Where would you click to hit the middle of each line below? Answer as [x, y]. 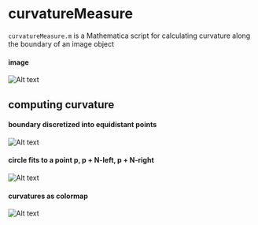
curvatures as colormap [48, 196]
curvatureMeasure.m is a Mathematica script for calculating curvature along [129, 36]
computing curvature [61, 105]
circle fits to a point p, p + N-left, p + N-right [81, 160]
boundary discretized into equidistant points [83, 125]
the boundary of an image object [61, 43]
